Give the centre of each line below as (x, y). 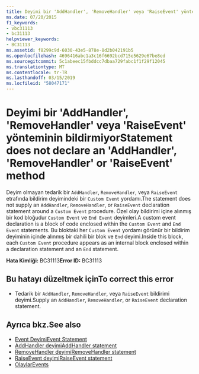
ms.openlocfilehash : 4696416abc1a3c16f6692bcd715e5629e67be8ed (86, 56)
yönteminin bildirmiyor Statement (89, 138)
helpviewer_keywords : (33, 39)
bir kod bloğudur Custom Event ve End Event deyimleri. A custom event (91, 217)
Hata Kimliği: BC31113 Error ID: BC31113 (54, 260)
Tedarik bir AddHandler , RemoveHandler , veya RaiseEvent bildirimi (92, 293)
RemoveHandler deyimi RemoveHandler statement (75, 351)
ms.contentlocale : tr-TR (37, 72)
